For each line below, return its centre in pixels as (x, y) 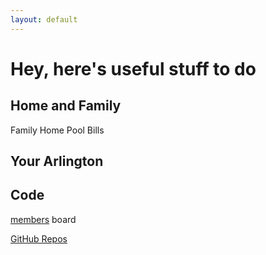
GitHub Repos (39, 238)
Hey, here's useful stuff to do (133, 68)
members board (43, 219)
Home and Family (66, 106)
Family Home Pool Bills (57, 130)
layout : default (44, 19)
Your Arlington (57, 161)
